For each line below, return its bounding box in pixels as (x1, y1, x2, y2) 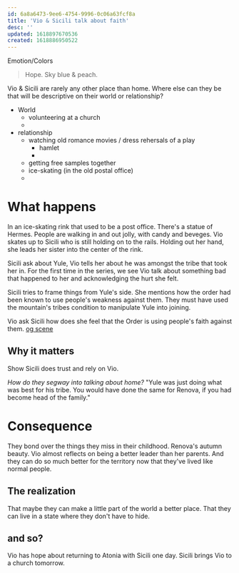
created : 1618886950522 (7, 37, 78, 44)
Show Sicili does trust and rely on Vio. (7, 364, 119, 372)
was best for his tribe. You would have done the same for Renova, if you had (7, 385, 232, 394)
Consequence (7, 418, 93, 435)
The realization (7, 485, 76, 497)
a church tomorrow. (7, 559, 66, 567)
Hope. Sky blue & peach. (24, 71, 98, 79)
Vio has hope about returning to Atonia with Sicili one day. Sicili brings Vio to (7, 551, 232, 560)
